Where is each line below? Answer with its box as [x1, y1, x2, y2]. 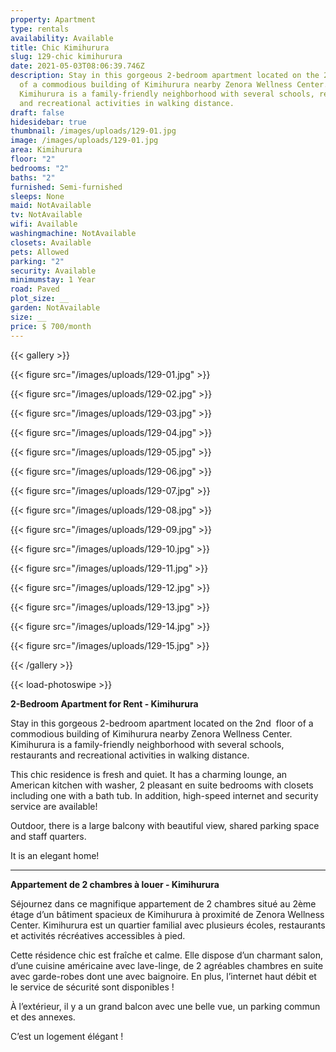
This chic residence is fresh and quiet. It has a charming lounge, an [10, 768, 288, 780]
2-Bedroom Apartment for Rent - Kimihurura [10, 697, 199, 710]
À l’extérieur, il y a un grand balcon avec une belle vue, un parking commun [10, 1000, 321, 1012]
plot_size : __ [10, 294, 70, 304]
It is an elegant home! [10, 849, 100, 861]
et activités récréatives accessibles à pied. [10, 929, 186, 941]
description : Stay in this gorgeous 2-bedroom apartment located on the [10, 71, 320, 81]
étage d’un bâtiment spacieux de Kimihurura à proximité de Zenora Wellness [10, 908, 325, 920]
